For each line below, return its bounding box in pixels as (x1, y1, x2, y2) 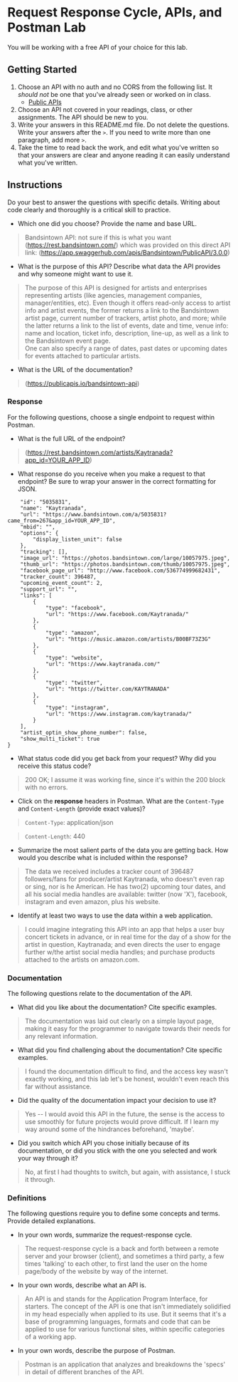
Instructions (7, 179, 63, 191)
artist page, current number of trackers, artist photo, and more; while (24, 313, 227, 322)
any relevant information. (24, 1032, 98, 1041)
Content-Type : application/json (24, 818, 114, 826)
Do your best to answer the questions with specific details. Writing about (7, 197, 220, 207)
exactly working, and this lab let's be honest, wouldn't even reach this (24, 1075, 229, 1084)
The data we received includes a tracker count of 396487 (24, 867, 194, 876)
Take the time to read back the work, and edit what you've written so (17, 143, 219, 152)
